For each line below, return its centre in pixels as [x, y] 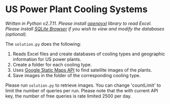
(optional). [16, 34]
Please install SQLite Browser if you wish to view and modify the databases [85, 28]
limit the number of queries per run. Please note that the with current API [82, 90]
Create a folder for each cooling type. [52, 64]
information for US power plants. [47, 59]
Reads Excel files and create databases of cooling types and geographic [89, 54]
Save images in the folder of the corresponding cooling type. [77, 75]
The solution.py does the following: [43, 44]
